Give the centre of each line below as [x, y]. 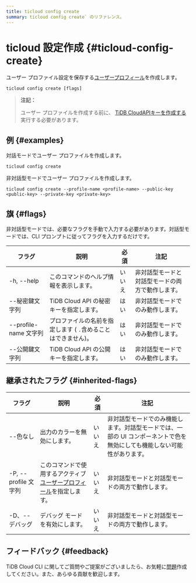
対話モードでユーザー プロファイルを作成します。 [65, 155]
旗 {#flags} [26, 214]
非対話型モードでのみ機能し [145, 418]
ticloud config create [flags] [44, 88]
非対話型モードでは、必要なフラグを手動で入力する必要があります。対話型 [95, 229]
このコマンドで [60, 465]
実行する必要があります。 [51, 120]
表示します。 [78, 286]
